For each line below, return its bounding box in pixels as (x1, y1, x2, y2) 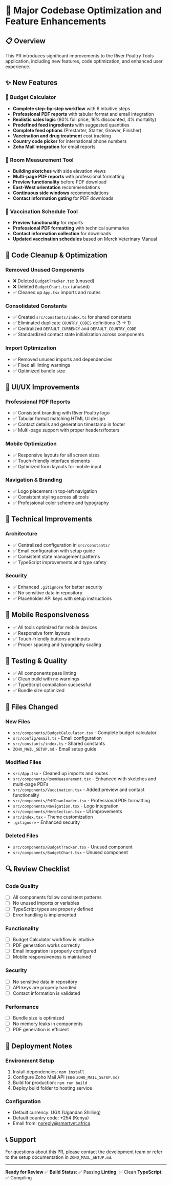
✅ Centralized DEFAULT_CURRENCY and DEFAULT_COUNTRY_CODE (12, 325, 137, 332)
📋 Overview (5, 36, 46, 45)
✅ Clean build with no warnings (12, 676, 79, 682)
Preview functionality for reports (12, 220, 83, 226)
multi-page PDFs (12, 781, 49, 787)
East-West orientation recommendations (12, 184, 100, 190)
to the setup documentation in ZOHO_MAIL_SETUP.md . (5, 1154, 113, 1160)
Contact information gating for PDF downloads (12, 195, 114, 201)
